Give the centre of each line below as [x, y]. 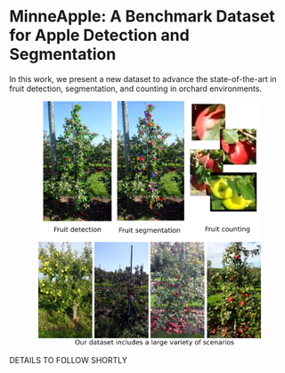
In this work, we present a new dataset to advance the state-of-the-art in [143, 79]
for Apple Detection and [99, 35]
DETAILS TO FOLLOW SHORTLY [68, 360]
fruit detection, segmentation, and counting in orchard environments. [136, 88]
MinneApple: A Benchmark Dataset [142, 17]
